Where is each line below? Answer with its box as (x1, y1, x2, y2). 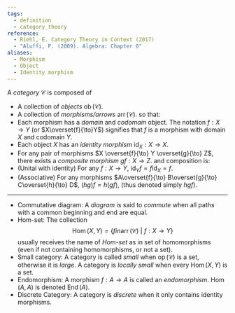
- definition (13, 17, 52, 24)
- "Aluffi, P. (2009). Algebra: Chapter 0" (13, 43, 142, 50)
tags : (7, 10, 23, 18)
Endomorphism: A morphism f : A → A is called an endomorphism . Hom (17, 276, 225, 284)
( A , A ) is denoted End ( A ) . (17, 283, 90, 291)
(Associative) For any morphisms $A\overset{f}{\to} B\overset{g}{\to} (17, 173, 218, 182)
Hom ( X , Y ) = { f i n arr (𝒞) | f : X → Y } (72, 227, 173, 235)
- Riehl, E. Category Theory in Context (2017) (13, 36, 155, 43)
